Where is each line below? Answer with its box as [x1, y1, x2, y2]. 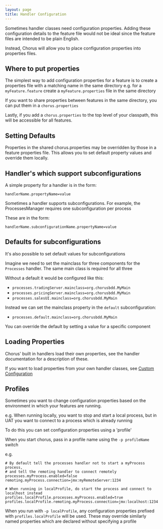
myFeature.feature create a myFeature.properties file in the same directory [5, 88, 156, 94]
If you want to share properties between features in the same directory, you [5, 98, 157, 103]
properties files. [5, 50, 37, 56]
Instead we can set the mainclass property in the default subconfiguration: [5, 304, 156, 310]
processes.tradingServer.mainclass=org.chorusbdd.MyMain [12, 285, 131, 290]
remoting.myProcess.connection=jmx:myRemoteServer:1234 [5, 478, 121, 483]
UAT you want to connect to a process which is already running [5, 418, 133, 424]
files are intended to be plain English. [5, 35, 80, 42]
